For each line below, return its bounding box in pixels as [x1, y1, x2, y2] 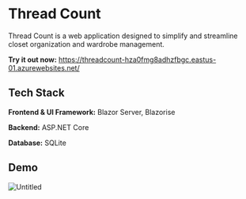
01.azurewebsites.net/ [8, 63, 81, 72]
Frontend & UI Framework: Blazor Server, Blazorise [8, 107, 176, 117]
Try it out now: [8, 55, 57, 64]
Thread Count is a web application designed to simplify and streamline [8, 31, 238, 40]
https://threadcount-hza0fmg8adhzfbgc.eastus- [58, 55, 217, 64]
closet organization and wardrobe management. [8, 39, 165, 48]
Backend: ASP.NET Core [8, 122, 89, 132]
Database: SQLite [8, 138, 67, 147]
